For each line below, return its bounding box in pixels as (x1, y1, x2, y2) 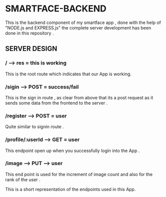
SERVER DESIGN (5, 44, 57, 53)
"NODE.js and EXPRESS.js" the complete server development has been (5, 24, 151, 30)
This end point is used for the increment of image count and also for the (5, 171, 153, 177)
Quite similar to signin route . (5, 124, 64, 130)
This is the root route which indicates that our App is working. (5, 71, 132, 77)
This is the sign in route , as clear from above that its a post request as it (5, 94, 154, 100)
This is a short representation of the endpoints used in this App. (5, 186, 136, 192)
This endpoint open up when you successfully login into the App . (5, 148, 140, 154)
